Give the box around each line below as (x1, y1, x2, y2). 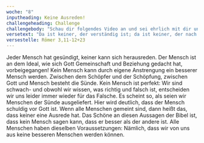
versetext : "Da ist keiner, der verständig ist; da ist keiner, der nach (6, 32, 197, 38)
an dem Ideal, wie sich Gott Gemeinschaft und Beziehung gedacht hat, (6, 60, 183, 67)
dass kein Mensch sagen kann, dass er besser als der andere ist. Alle (6, 118, 180, 125)
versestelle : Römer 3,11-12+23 (6, 37, 86, 43)
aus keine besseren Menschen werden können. (6, 131, 125, 138)
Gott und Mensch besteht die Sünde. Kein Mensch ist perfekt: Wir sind (6, 79, 183, 87)
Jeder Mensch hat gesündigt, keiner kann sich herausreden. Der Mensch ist (6, 54, 196, 61)
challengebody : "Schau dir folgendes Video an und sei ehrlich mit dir (6, 25, 191, 32)
